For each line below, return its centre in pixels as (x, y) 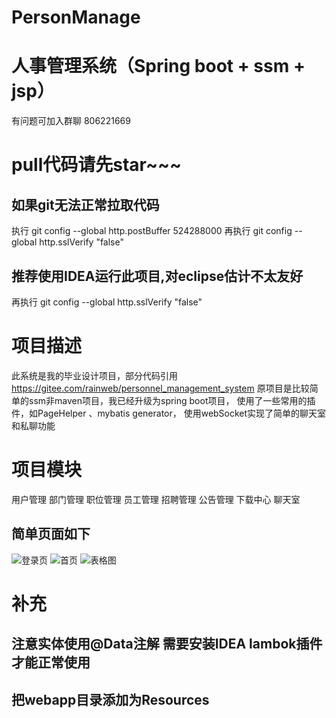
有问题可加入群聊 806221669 (71, 121)
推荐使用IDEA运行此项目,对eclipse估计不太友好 (157, 276)
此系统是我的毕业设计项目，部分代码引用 (94, 375)
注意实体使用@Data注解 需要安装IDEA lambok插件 (167, 644)
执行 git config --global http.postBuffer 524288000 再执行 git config (152, 231)
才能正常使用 (51, 662)
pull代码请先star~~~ (96, 165)
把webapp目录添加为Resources (110, 699)
